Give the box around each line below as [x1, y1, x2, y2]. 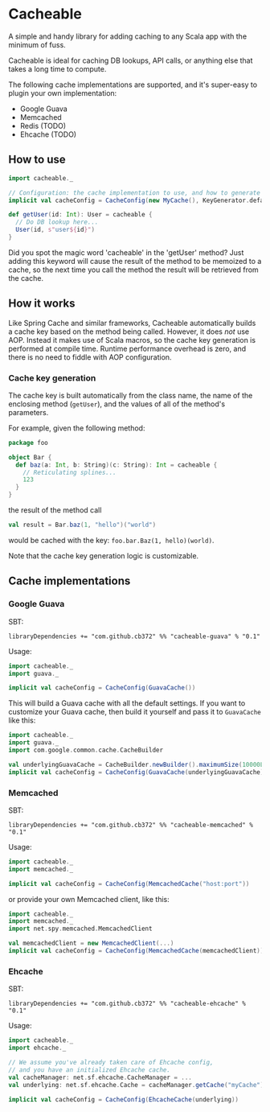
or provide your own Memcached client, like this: [8, 894, 170, 904]
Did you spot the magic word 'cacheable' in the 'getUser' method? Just [8, 247, 244, 257]
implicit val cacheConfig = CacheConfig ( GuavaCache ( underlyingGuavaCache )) [8, 768, 268, 776]
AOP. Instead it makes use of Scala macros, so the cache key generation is [8, 335, 256, 344]
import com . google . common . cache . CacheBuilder [8, 746, 163, 755]
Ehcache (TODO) [19, 130, 77, 139]
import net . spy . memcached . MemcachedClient [8, 925, 153, 933]
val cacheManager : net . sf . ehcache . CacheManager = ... [8, 1073, 193, 1081]
